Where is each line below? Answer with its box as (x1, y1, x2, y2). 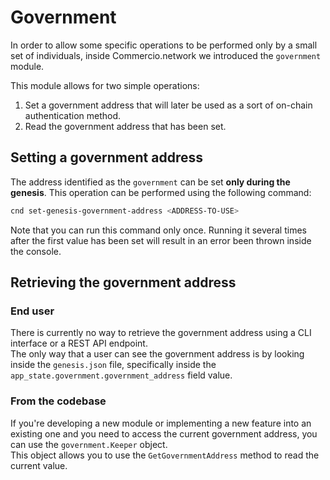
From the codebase (10, 394, 107, 408)
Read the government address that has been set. (24, 120, 227, 132)
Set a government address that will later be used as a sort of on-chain (24, 99, 313, 111)
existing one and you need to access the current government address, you (10, 427, 318, 440)
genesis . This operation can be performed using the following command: (10, 186, 312, 198)
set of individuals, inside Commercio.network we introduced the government (10, 49, 322, 61)
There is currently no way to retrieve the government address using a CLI (10, 327, 312, 339)
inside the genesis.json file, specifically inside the (10, 359, 217, 371)
